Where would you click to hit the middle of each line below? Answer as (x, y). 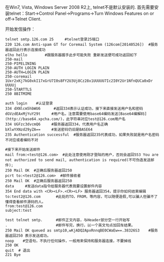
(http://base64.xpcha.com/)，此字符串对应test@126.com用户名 (65, 119)
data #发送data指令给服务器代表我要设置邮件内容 (54, 186)
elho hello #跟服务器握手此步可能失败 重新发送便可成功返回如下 (71, 55)
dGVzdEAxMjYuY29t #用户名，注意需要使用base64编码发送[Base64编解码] (76, 114)
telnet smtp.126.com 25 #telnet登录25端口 (52, 39)
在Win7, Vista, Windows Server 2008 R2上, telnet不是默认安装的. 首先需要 (80, 7)
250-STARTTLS (18, 90)
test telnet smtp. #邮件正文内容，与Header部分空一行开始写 (68, 220)
